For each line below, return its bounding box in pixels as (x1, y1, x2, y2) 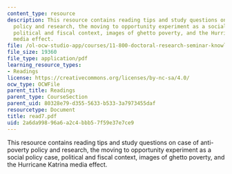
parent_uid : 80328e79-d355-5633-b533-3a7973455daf (7, 100, 156, 107)
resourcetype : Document (7, 106, 76, 113)
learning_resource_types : (7, 61, 81, 68)
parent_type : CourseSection (7, 94, 88, 101)
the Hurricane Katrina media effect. (7, 160, 108, 168)
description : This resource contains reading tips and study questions (7, 17, 217, 23)
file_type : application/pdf (7, 55, 88, 62)
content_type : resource (7, 10, 76, 17)
